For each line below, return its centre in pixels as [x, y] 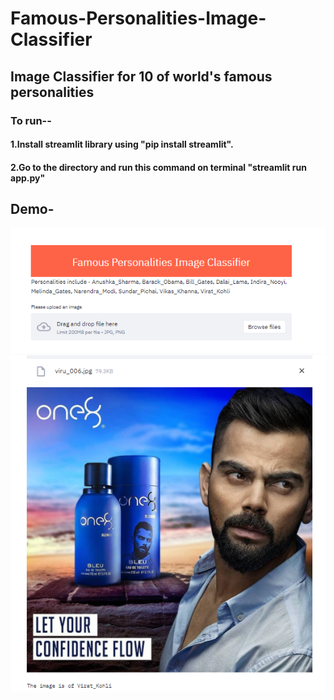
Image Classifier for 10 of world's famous [141, 76]
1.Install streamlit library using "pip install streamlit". [122, 144]
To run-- [31, 120]
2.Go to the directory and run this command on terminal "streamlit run [158, 167]
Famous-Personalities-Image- [138, 18]
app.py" [28, 178]
